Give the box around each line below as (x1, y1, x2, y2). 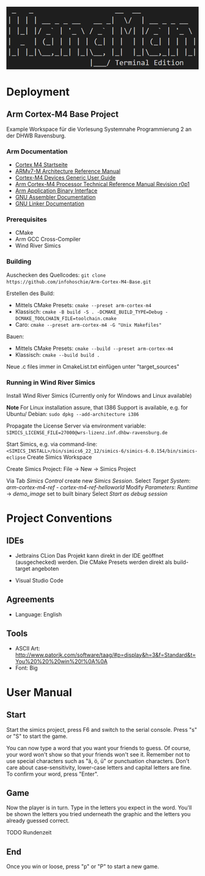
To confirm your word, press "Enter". (6, 770, 99, 778)
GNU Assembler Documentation (15, 194, 96, 201)
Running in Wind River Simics (6, 378, 96, 387)
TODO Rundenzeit (6, 829, 52, 836)
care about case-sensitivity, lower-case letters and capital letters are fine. (6, 764, 192, 771)
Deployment (6, 85, 70, 98)
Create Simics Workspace (27, 453, 93, 461)
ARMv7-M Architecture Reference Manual (15, 167, 121, 175)
